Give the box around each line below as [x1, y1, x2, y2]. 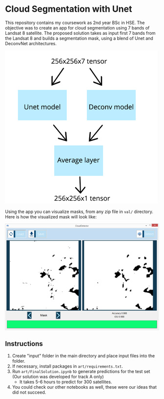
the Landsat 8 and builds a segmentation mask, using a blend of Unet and [5, 35, 154, 41]
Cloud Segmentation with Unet [5, 3, 132, 15]
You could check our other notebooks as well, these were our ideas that [12, 384, 157, 390]
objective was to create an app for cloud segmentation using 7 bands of [5, 25, 150, 30]
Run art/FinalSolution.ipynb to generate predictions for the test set [12, 368, 150, 374]
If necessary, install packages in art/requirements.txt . [12, 363, 123, 369]
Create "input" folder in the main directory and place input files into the [12, 352, 155, 359]
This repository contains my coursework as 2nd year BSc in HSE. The [5, 20, 145, 26]
